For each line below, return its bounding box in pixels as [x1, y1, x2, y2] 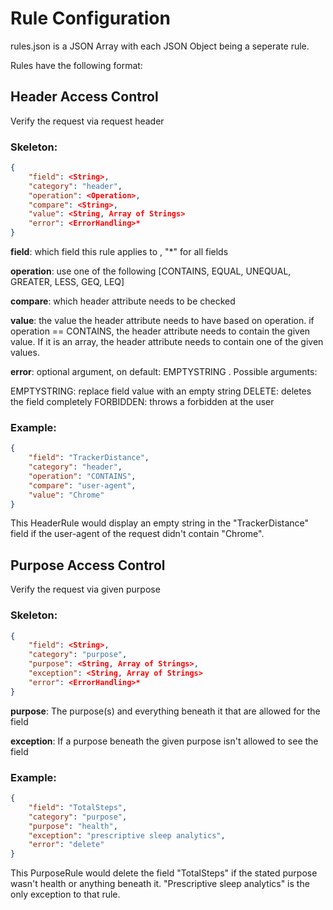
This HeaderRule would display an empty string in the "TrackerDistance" [10, 517, 310, 529]
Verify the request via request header [10, 115, 165, 127]
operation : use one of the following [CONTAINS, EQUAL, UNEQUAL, [10, 265, 292, 277]
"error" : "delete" [28, 840, 105, 850]
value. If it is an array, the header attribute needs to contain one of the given [10, 336, 324, 348]
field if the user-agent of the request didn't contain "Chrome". [10, 528, 265, 540]
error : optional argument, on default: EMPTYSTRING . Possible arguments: [10, 366, 318, 378]
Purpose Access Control [10, 557, 166, 574]
